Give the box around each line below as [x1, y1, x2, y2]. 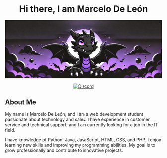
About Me [5, 98, 36, 106]
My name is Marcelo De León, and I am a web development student [5, 111, 143, 117]
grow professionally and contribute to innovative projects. [5, 147, 123, 153]
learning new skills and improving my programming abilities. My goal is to [5, 142, 156, 148]
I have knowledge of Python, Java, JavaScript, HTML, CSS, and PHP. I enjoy [5, 137, 162, 143]
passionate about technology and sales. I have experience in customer [5, 116, 150, 123]
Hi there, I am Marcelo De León [19, 3, 148, 15]
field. [5, 127, 16, 133]
